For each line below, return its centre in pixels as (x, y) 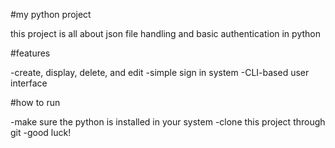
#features (30, 53)
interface (29, 83)
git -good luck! (41, 132)
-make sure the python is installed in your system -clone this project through (168, 122)
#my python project (51, 14)
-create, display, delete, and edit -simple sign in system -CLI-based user (160, 72)
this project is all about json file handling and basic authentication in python (165, 33)
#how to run (35, 102)
